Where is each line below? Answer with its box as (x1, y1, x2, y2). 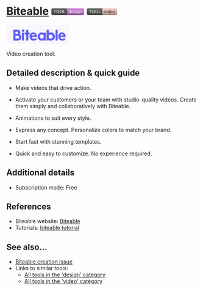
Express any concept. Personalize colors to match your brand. (15, 126, 172, 133)
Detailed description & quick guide (6, 68, 140, 78)
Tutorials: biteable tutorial (15, 224, 79, 232)
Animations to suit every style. (15, 114, 91, 122)
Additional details (6, 168, 75, 178)
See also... (6, 241, 48, 252)
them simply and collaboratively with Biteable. (15, 102, 131, 109)
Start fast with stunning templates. (15, 138, 102, 145)
